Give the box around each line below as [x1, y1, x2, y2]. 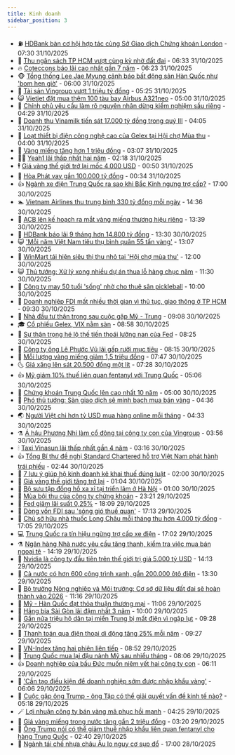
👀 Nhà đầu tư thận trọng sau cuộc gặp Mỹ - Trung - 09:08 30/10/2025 [17, 312, 221, 320]
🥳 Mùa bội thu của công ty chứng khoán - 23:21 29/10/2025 [17, 492, 191, 500]
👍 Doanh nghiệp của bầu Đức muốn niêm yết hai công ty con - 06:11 [17, 659, 217, 667]
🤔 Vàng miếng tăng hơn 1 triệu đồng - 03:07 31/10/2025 [17, 146, 177, 154]
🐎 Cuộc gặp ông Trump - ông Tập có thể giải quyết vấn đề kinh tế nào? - [17, 692, 227, 700]
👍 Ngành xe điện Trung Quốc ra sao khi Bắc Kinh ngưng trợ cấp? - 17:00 [17, 180, 228, 188]
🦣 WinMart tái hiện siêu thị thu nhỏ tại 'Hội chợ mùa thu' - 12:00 [17, 252, 201, 260]
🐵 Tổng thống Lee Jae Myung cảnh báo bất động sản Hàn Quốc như [17, 72, 218, 80]
